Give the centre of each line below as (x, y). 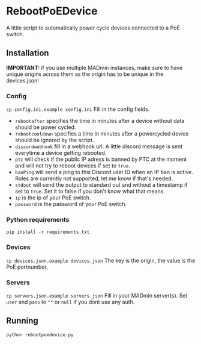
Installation (28, 53)
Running (22, 321)
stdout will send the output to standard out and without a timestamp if (101, 185)
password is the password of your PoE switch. (71, 204)
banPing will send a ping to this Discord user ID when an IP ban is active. (104, 172)
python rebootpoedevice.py (40, 335)
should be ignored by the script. (54, 140)
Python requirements (38, 219)
